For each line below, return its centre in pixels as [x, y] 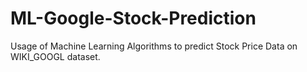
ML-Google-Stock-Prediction [133, 18]
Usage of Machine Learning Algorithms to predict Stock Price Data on [154, 46]
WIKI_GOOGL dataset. [55, 56]
